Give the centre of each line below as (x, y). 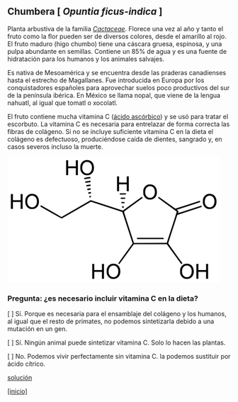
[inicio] (17, 391)
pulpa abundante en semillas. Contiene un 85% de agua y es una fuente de (117, 51)
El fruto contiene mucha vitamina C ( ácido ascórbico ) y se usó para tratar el (118, 116)
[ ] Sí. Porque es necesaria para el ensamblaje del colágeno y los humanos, (117, 314)
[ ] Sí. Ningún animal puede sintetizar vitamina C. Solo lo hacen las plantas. (117, 342)
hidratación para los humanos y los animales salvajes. (86, 59)
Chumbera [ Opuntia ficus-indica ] (85, 12)
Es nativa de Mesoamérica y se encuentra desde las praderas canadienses (117, 72)
